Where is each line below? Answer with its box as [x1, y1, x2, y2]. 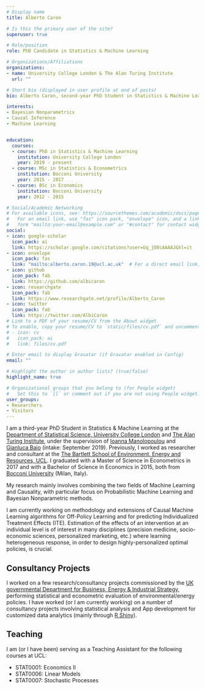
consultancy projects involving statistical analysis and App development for [6, 605, 196, 612]
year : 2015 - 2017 [17, 177, 64, 183]
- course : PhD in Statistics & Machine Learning [12, 148, 138, 154]
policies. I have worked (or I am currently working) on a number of [6, 598, 173, 605]
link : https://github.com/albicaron [12, 278, 105, 284]
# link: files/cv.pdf [6, 341, 67, 347]
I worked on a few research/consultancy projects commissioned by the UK [6, 579, 194, 586]
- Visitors [6, 408, 34, 414]
